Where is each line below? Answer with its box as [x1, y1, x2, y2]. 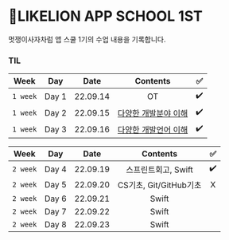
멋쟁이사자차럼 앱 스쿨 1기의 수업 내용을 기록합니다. [8, 34, 166, 44]
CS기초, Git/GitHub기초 [117, 179, 202, 191]
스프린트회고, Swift [126, 163, 193, 175]
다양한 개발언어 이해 [117, 124, 188, 135]
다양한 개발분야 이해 [117, 108, 188, 119]
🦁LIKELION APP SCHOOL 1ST [8, 7, 203, 26]
